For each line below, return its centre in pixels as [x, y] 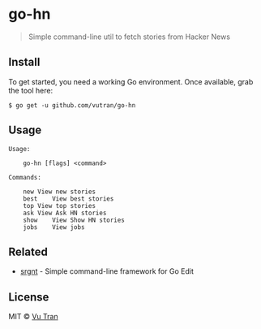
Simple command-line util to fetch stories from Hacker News [129, 37]
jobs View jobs [54, 227]
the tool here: [31, 90]
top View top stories [59, 206]
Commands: [25, 177]
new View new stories [59, 192]
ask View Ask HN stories [65, 213]
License [29, 297]
